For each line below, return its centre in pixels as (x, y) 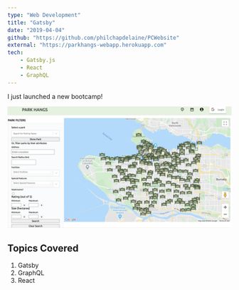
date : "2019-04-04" (36, 30)
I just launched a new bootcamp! (55, 96)
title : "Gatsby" (31, 22)
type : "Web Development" (44, 15)
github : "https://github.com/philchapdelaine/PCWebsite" (94, 38)
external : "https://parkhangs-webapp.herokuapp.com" (87, 45)
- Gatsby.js (38, 61)
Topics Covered (43, 248)
